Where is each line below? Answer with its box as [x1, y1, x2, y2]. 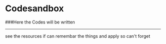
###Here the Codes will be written [5, 19, 75, 25]
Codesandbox [5, 3, 64, 14]
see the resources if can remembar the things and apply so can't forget [5, 33, 151, 39]
